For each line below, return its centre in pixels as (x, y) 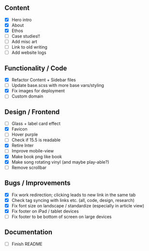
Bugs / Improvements (37, 183)
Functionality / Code (36, 68)
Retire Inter (22, 146)
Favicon (19, 129)
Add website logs (29, 52)
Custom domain (27, 96)
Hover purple (25, 134)
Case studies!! (26, 36)
